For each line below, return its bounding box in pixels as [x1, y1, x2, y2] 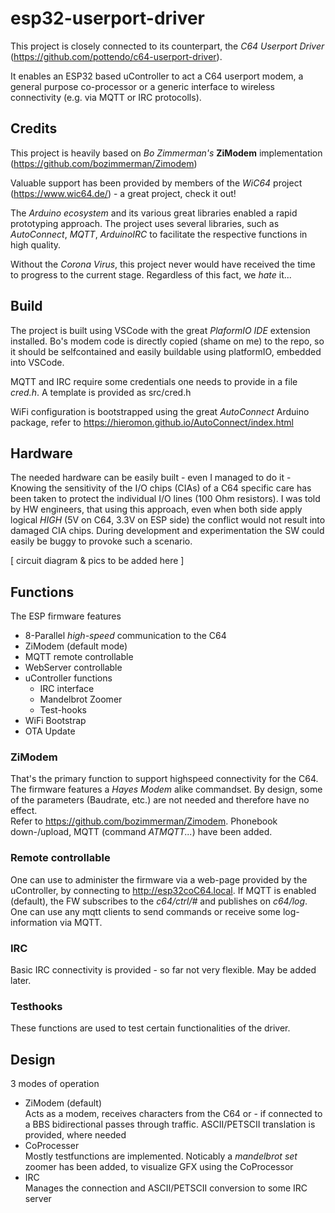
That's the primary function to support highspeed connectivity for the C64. [10, 773, 319, 785]
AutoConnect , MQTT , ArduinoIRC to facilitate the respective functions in [10, 228, 308, 240]
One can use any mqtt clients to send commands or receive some [10, 905, 282, 917]
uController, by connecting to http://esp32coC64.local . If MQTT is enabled [10, 884, 317, 896]
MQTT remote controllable [24, 651, 134, 663]
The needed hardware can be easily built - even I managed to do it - [10, 472, 292, 484]
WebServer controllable [24, 662, 123, 674]
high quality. [10, 238, 62, 251]
